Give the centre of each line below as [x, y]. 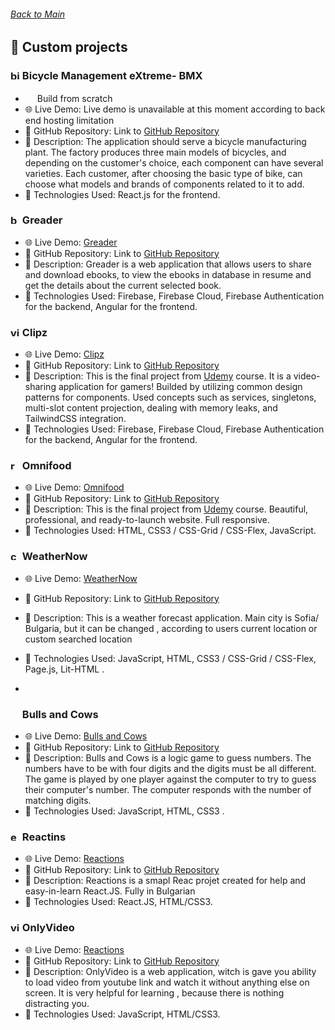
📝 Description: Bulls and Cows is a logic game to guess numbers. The [168, 757]
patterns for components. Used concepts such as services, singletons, [170, 397]
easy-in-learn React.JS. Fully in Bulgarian [110, 891]
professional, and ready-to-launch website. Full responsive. [147, 520]
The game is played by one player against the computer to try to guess [170, 779]
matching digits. [58, 800]
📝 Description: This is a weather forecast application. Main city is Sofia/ [172, 617]
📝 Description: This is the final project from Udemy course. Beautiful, [166, 509]
